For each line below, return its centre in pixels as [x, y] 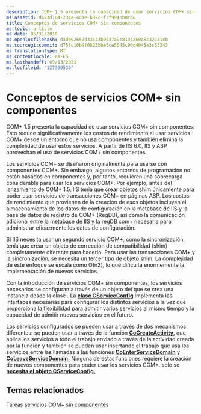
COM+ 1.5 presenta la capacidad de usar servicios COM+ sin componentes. [100, 127]
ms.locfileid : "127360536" [40, 68]
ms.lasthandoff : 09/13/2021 [42, 62]
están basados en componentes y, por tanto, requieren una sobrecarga [94, 177]
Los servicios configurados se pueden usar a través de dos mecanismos [96, 327]
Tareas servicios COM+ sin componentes [57, 405]
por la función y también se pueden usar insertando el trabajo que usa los [98, 346]
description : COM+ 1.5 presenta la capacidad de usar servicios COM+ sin [101, 12]
